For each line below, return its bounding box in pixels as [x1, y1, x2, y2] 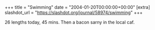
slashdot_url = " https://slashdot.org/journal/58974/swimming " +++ [5, 9, 143, 15]
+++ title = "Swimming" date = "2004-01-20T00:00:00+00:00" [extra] [5, 4, 150, 10]
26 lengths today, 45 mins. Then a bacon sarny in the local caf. [5, 19, 135, 25]
